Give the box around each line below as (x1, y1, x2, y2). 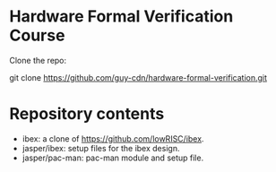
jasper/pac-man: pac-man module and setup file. (22, 152, 204, 163)
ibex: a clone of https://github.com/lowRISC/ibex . (22, 133, 204, 144)
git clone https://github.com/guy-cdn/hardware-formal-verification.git (9, 72, 267, 82)
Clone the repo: (9, 55, 67, 65)
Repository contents (9, 104, 165, 125)
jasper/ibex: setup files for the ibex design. (22, 142, 180, 153)
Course (9, 25, 65, 46)
